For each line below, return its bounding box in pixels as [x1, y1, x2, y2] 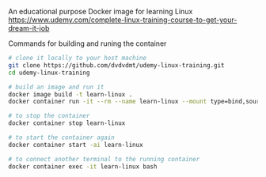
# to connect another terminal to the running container [8, 155, 200, 163]
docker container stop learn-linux [8, 119, 126, 127]
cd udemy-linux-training [8, 69, 90, 77]
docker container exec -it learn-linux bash [8, 162, 158, 171]
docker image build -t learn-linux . [8, 90, 133, 98]
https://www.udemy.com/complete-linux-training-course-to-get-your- [8, 15, 237, 24]
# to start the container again [8, 134, 115, 141]
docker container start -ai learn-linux [8, 141, 144, 149]
